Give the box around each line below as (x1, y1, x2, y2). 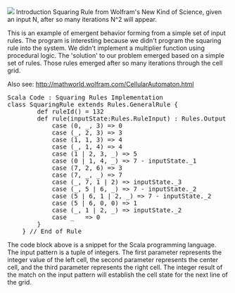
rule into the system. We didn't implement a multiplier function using (7, 44, 205, 52)
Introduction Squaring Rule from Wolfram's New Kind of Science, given (15, 8, 222, 16)
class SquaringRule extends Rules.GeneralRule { (7, 101, 178, 108)
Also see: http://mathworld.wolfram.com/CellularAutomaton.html (7, 80, 194, 88)
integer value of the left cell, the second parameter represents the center (7, 256, 219, 263)
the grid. (7, 278, 32, 286)
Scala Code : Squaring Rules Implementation (7, 94, 164, 101)
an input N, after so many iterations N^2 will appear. (7, 15, 157, 23)
